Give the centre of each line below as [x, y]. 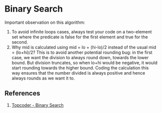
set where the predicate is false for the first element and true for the [80, 37]
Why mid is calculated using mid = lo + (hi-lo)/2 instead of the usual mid [84, 47]
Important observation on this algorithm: [45, 22]
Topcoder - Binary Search [37, 105]
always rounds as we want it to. [43, 78]
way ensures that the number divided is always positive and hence [78, 73]
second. [20, 42]
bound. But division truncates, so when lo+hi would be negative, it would [84, 63]
